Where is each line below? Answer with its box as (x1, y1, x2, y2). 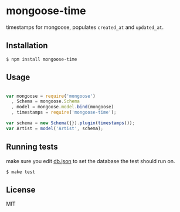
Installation (6, 41, 48, 51)
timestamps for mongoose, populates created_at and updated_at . (6, 24, 164, 31)
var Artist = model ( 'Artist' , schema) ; (6, 125, 104, 131)
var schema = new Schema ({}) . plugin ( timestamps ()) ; (6, 120, 135, 126)
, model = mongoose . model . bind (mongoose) (11, 104, 114, 110)
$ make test (6, 169, 35, 175)
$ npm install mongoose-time (6, 56, 77, 62)
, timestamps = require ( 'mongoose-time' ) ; (11, 110, 117, 115)
